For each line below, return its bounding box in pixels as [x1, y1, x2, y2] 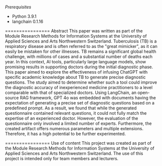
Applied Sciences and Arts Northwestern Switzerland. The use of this [5, 151, 144, 156]
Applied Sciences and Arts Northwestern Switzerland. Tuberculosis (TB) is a [5, 38, 157, 44]
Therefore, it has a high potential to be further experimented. [5, 131, 126, 136]
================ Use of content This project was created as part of [5, 140, 152, 146]
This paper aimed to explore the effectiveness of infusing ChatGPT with [5, 69, 148, 75]
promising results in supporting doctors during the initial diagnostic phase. [5, 64, 153, 70]
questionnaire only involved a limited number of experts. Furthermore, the [5, 121, 152, 126]
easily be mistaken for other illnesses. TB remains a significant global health [5, 48, 156, 54]
